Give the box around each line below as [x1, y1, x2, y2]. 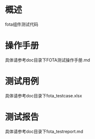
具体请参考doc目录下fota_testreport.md [5, 128, 83, 134]
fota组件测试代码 [5, 21, 39, 27]
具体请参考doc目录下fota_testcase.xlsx [5, 93, 82, 98]
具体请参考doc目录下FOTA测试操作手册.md [5, 57, 90, 63]
